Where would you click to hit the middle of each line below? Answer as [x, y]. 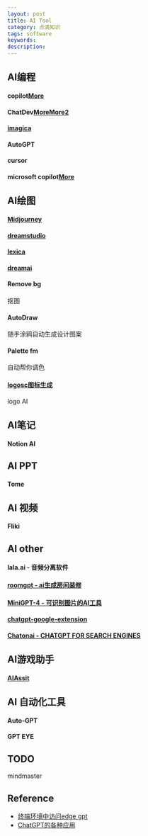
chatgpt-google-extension [47, 619]
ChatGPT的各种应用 [46, 825]
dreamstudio [27, 235]
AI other [25, 549]
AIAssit [18, 678]
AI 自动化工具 [36, 702]
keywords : [22, 40]
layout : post [27, 14]
